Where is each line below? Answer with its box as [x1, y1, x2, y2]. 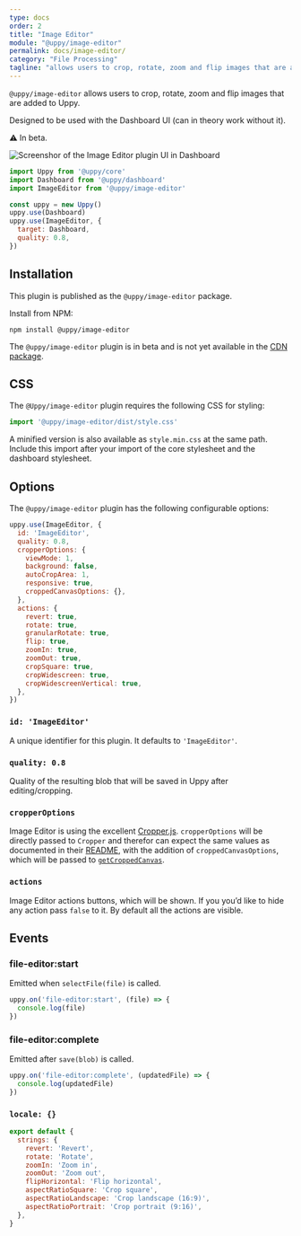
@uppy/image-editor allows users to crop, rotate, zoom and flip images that [9, 87, 285, 99]
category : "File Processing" [9, 55, 118, 64]
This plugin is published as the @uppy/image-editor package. [9, 290, 233, 301]
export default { [9, 1127, 74, 1136]
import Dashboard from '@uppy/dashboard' [9, 175, 167, 184]
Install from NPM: [9, 307, 73, 319]
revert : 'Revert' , [25, 1143, 94, 1152]
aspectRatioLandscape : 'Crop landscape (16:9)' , [25, 1194, 211, 1204]
